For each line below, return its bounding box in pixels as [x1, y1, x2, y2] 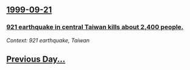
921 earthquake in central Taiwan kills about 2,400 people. [6, 23, 184, 31]
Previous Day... [6, 54, 66, 65]
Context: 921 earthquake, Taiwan [6, 36, 90, 44]
